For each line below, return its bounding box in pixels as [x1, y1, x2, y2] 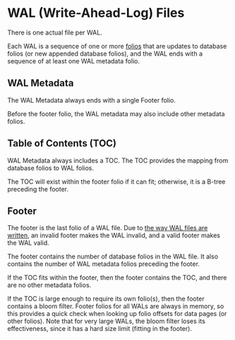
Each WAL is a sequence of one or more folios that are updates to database [7, 42, 227, 50]
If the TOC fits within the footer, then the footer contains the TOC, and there [7, 273, 227, 282]
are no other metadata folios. [7, 281, 92, 289]
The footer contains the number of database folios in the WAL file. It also [7, 252, 219, 261]
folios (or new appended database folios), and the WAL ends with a [7, 49, 203, 58]
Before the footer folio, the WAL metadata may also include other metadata [7, 109, 225, 118]
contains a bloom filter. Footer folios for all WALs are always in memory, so [7, 302, 224, 310]
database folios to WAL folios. [7, 163, 94, 172]
